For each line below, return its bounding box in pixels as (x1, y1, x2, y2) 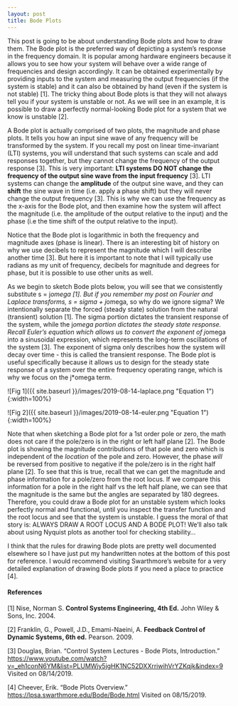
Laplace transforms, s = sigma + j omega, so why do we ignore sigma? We (7, 297, 225, 306)
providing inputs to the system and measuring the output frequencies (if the (7, 74, 229, 83)
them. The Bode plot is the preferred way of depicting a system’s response (7, 44, 226, 53)
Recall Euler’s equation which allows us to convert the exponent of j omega (7, 327, 226, 336)
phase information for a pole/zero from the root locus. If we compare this (7, 475, 221, 483)
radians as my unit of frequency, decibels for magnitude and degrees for (7, 260, 220, 269)
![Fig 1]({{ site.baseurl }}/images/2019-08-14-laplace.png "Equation (7, 386, 205, 395)
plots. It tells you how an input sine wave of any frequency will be (7, 133, 199, 142)
